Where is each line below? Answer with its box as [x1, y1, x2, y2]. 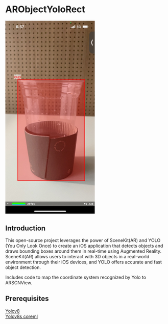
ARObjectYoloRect [5, 4, 86, 15]
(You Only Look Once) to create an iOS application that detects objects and [5, 242, 163, 249]
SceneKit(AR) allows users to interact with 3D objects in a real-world [5, 253, 150, 259]
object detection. [5, 264, 41, 271]
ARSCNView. [5, 279, 32, 286]
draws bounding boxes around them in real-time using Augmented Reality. [5, 248, 162, 254]
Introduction [5, 224, 46, 232]
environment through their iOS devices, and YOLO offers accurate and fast [5, 259, 162, 265]
